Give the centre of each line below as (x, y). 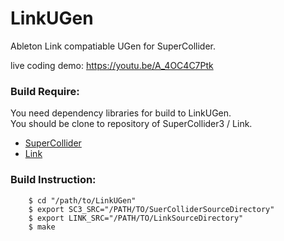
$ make (42, 227)
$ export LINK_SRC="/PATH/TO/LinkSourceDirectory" (136, 218)
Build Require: (45, 91)
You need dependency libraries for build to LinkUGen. (121, 113)
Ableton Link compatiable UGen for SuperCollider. (113, 46)
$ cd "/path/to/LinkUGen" (82, 200)
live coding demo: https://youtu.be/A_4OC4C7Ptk (112, 65)
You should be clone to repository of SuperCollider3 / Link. (131, 124)
